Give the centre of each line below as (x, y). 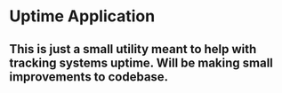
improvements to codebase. (89, 77)
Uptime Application (82, 16)
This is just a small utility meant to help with (133, 49)
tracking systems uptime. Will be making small (141, 62)
